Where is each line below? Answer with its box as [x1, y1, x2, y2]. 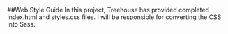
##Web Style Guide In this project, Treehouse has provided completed [7, 6, 209, 14]
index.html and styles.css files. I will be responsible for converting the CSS [7, 13, 222, 21]
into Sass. [7, 20, 36, 28]
